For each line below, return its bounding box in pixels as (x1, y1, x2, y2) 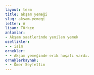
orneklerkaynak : (5, 58, 39, 63)
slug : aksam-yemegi (5, 16, 46, 21)
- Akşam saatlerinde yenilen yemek (5, 35, 79, 40)
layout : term (5, 7, 32, 12)
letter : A (5, 21, 26, 26)
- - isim (5, 44, 23, 49)
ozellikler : (5, 39, 30, 44)
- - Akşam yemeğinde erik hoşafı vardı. (5, 53, 90, 58)
